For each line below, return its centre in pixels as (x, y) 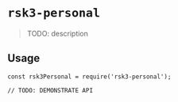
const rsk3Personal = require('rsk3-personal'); (89, 77)
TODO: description (58, 33)
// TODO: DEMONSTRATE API (50, 90)
